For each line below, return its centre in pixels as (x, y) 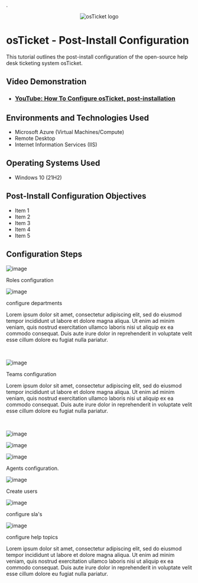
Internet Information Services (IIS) (56, 145)
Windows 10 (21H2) (38, 177)
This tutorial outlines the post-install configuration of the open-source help (97, 57)
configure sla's (24, 514)
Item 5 (22, 235)
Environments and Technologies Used (78, 118)
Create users (22, 491)
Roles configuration (30, 280)
